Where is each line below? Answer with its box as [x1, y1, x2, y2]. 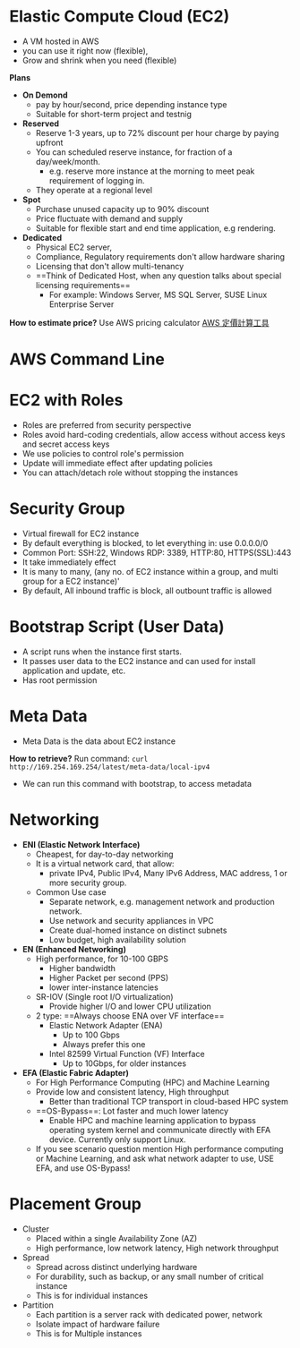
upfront [35, 137, 64, 148]
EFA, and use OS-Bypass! [35, 1162, 131, 1173]
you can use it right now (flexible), [21, 45, 149, 55]
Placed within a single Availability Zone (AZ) [35, 1233, 198, 1243]
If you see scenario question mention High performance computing [35, 1143, 284, 1154]
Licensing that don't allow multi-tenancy [35, 260, 184, 271]
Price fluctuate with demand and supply [35, 213, 184, 224]
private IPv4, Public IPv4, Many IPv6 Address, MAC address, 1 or [48, 867, 288, 878]
